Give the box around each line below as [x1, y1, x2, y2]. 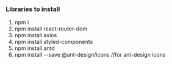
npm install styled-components [14, 38, 93, 46]
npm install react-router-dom [14, 25, 88, 32]
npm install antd [14, 44, 56, 52]
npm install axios [14, 32, 57, 39]
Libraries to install [5, 5, 60, 13]
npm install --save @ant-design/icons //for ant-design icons [14, 51, 166, 59]
